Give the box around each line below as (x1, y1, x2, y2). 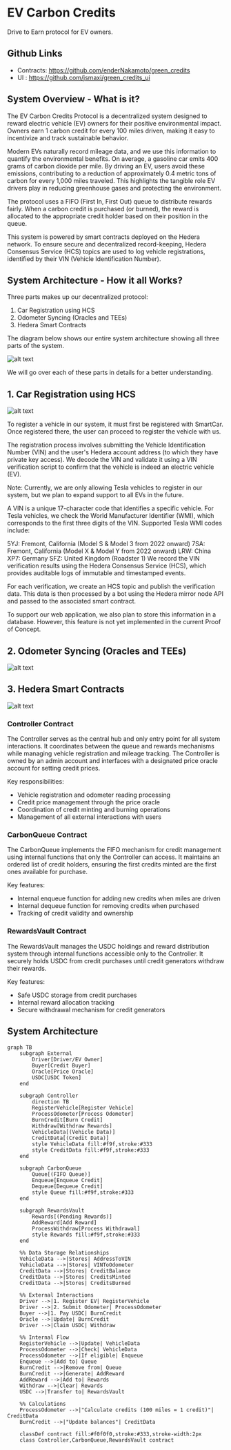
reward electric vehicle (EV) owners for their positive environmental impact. (7, 119, 222, 127)
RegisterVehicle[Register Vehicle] (32, 1104, 134, 1111)
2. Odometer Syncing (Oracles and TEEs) (7, 645, 187, 657)
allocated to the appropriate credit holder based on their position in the (7, 212, 208, 220)
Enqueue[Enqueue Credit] (32, 1177, 103, 1183)
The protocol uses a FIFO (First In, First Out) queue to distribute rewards (7, 197, 212, 205)
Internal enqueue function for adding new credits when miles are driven (17, 894, 221, 902)
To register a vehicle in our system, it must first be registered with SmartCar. (7, 420, 224, 429)
